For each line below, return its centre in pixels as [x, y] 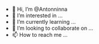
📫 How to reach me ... [40, 35]
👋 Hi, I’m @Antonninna [40, 9]
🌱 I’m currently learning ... [44, 22]
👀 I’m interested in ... [37, 15]
